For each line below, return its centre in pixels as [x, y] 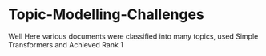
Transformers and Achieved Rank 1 [66, 44]
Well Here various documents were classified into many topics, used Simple [133, 36]
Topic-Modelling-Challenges [106, 15]
